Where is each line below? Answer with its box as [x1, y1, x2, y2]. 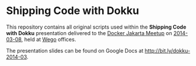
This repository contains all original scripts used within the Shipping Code [6, 23, 187, 30]
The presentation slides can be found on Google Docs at [6, 47, 143, 54]
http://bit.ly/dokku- [144, 47, 191, 54]
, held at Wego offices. [21, 36, 77, 43]
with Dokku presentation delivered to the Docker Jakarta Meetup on [6, 29, 172, 36]
